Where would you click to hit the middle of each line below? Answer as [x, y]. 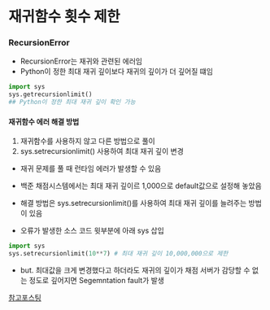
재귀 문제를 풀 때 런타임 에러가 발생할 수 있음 [91, 168]
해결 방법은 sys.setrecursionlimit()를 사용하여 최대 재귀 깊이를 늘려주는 [133, 203]
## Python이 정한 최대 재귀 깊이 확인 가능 [72, 103]
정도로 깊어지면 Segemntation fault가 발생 [97, 281]
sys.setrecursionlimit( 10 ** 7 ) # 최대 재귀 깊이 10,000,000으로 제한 [118, 254]
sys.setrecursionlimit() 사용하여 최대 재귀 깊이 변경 [102, 151]
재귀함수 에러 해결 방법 [44, 121]
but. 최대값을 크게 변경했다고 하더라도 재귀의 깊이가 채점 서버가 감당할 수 [135, 270]
